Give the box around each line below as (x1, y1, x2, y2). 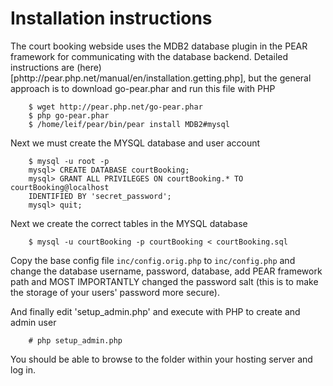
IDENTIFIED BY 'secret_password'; (28, 191, 172, 201)
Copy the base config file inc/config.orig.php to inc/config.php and (10, 254, 296, 266)
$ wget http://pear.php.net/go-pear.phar (28, 102, 203, 112)
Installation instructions (10, 7, 213, 30)
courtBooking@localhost (10, 182, 110, 192)
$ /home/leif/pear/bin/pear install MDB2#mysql (28, 119, 230, 129)
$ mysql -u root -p (28, 156, 110, 166)
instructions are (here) (10, 61, 102, 73)
